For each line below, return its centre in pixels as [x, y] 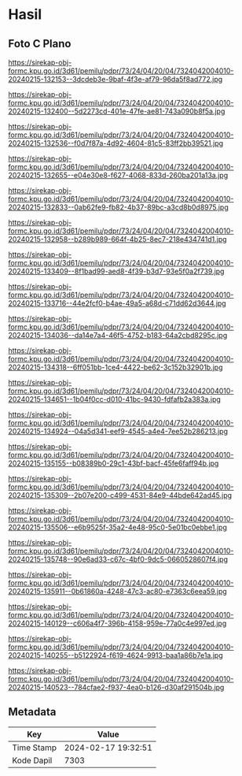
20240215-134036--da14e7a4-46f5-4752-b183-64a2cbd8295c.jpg [118, 335]
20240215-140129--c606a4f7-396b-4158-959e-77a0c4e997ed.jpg [117, 623]
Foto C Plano [40, 44]
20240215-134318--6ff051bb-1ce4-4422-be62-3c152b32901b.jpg [115, 367]
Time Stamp [35, 748]
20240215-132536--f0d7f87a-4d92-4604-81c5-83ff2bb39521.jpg [116, 143]
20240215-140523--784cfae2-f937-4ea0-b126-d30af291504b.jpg [116, 687]
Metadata [32, 712]
